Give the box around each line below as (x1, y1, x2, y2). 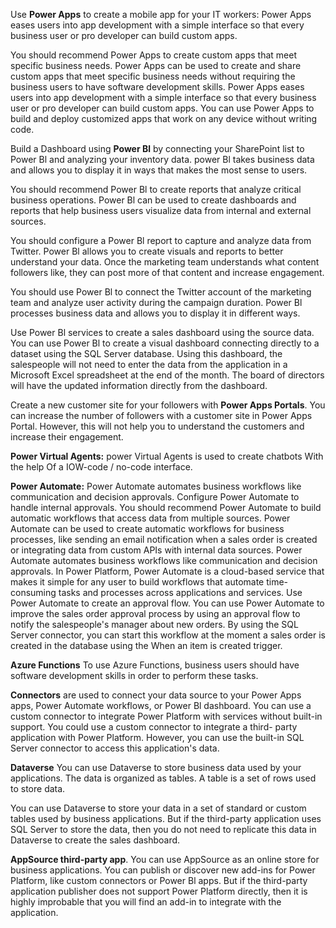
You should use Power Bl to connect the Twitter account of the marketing (10, 286, 312, 298)
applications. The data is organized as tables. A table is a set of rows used (10, 772, 317, 784)
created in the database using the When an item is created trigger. (10, 640, 283, 651)
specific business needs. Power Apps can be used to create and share (10, 60, 302, 71)
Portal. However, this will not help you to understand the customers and (10, 420, 305, 432)
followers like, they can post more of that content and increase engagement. (10, 267, 325, 278)
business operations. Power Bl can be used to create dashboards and (10, 194, 297, 206)
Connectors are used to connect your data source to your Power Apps (10, 689, 302, 701)
